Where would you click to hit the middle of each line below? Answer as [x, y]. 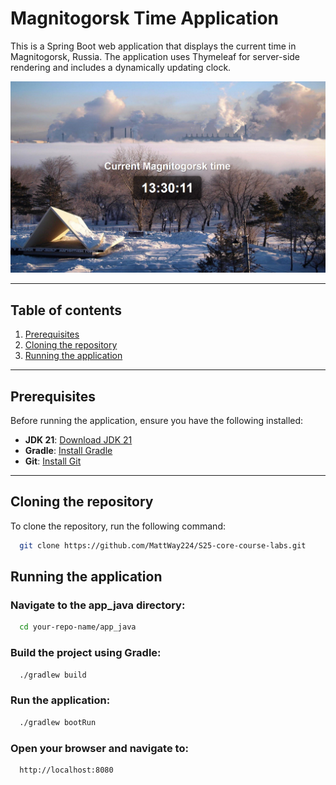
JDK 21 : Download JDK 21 [78, 440]
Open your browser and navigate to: [99, 748]
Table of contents [66, 310]
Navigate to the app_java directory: [98, 605]
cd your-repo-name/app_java [78, 627]
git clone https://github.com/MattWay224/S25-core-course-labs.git [163, 545]
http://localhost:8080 [66, 770]
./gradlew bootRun [58, 722]
